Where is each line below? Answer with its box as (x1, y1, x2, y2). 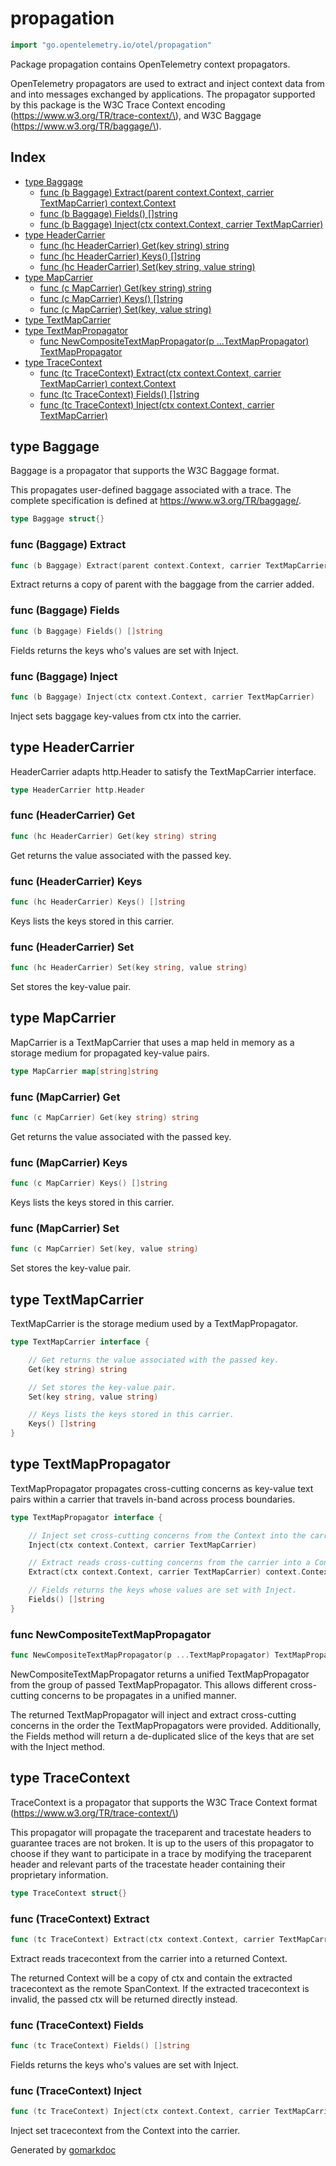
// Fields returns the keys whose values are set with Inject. (28, 1585, 298, 1596)
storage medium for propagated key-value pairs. (10, 1047, 210, 1059)
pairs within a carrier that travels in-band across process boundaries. (10, 1493, 296, 1505)
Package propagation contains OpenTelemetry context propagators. (10, 58, 291, 70)
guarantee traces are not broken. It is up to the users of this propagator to (10, 1837, 315, 1849)
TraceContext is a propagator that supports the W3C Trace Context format (10, 1796, 318, 1808)
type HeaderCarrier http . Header (10, 785, 145, 795)
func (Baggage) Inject (10, 669, 118, 683)
